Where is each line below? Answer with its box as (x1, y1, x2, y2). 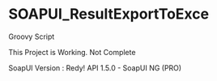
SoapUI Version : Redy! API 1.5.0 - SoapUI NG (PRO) (8, 62, 182, 73)
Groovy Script (8, 32, 55, 41)
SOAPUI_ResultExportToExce (8, 5, 209, 23)
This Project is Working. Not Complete (8, 47, 136, 57)
